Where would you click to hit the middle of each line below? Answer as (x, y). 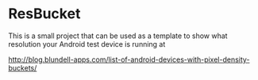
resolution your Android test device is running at (87, 44)
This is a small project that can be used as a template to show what (118, 36)
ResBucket (44, 14)
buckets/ (23, 67)
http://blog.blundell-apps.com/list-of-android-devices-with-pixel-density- (129, 59)
